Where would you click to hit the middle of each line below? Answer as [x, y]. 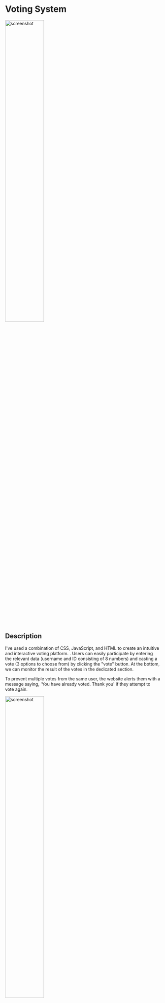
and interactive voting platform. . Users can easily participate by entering [79, 653]
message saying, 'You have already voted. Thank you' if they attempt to [78, 684]
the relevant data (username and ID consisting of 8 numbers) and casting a [81, 659]
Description [23, 636]
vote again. [16, 689]
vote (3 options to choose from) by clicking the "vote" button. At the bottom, [82, 664]
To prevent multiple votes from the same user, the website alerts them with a [83, 678]
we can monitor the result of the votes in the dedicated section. [69, 669]
